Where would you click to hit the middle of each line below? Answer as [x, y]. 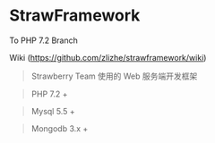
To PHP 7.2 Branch [44, 40]
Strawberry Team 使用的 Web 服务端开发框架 [114, 76]
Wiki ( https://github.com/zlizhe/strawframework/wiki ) [108, 57]
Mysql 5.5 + [53, 111]
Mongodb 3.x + [60, 128]
